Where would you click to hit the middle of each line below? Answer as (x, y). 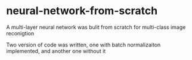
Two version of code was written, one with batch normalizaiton (83, 45)
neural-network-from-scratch (82, 11)
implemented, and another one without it (56, 51)
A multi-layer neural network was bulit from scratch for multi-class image (96, 27)
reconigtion (20, 33)
